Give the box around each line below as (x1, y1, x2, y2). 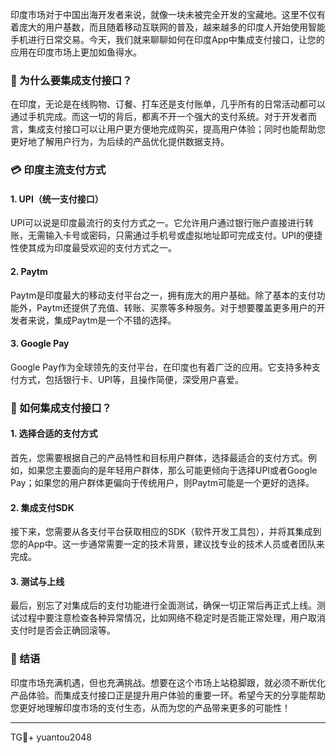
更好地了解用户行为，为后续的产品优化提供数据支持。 (10, 136, 230, 148)
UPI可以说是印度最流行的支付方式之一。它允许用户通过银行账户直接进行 (10, 217, 306, 229)
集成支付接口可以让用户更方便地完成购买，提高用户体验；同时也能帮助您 (27, 123, 326, 135)
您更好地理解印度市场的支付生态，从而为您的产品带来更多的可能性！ (10, 701, 291, 713)
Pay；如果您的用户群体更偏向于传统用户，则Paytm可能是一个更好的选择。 (10, 476, 315, 488)
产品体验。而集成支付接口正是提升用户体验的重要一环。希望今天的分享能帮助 (10, 689, 326, 701)
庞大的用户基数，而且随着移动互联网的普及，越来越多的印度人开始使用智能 (18, 21, 326, 33)
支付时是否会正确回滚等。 (10, 624, 116, 637)
